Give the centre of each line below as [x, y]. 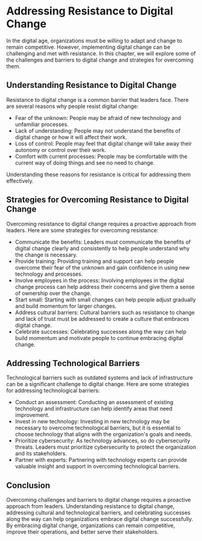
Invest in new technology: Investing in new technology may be [92, 422]
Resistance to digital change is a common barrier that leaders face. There [97, 100]
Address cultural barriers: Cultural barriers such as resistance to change [105, 312]
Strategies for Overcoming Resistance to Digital [97, 200]
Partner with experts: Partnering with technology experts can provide [101, 460]
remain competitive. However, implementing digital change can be [88, 47]
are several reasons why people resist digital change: [72, 106]
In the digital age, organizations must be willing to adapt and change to [94, 40]
